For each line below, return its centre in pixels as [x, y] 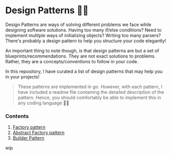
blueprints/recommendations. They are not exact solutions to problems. [80, 56]
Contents [17, 116]
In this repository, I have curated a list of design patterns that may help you [84, 71]
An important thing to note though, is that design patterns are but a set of [82, 50]
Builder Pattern [28, 138]
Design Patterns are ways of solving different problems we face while [78, 24]
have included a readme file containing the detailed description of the [91, 92]
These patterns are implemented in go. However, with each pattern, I [90, 87]
